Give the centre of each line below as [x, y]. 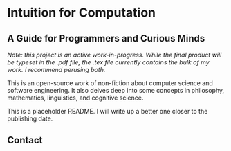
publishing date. [30, 118]
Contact [25, 140]
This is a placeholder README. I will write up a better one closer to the [108, 111]
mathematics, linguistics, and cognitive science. [75, 98]
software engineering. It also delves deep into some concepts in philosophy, [116, 90]
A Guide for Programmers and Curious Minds [106, 38]
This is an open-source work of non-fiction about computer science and [110, 83]
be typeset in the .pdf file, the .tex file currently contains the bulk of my [108, 62]
